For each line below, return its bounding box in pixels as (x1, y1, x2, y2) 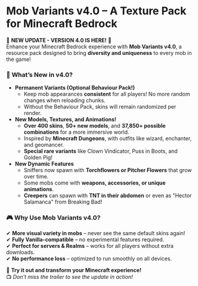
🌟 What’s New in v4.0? (6, 70, 73, 79)
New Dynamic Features (14, 160, 75, 168)
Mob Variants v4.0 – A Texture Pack (6, 4, 187, 18)
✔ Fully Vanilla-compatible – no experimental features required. (6, 236, 165, 243)
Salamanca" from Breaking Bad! (23, 198, 103, 205)
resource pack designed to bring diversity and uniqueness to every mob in (6, 49, 192, 56)
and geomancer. (23, 142, 64, 149)
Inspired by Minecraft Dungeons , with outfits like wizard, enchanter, (23, 135, 192, 142)
